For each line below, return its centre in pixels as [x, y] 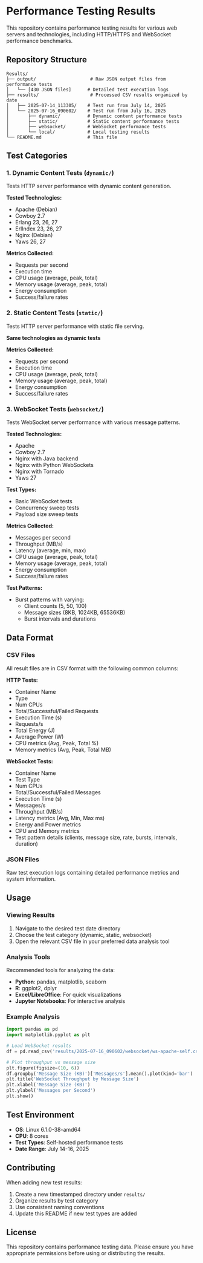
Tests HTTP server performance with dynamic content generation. [89, 186]
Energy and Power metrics [48, 824]
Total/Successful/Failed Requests [56, 711]
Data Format [30, 638]
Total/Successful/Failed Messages [58, 792]
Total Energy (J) [35, 730]
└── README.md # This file [62, 137]
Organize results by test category [56, 1200]
